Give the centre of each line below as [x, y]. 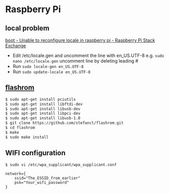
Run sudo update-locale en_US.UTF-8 [52, 72]
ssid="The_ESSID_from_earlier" [47, 178]
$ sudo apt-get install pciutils [41, 99]
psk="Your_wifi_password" [42, 182]
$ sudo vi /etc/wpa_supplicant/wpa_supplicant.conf [61, 165]
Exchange [16, 46]
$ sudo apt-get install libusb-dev [43, 109]
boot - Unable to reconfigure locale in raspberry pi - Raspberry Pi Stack [80, 40]
